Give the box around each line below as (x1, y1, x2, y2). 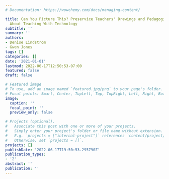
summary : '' (5, 31, 30, 36)
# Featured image (5, 82, 42, 87)
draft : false (5, 73, 33, 78)
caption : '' (10, 100, 35, 106)
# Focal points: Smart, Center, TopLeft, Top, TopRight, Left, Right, (5, 91, 156, 96)
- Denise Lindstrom (5, 40, 46, 45)
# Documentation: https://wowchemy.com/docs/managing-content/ (5, 7, 141, 13)
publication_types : (5, 152, 46, 157)
